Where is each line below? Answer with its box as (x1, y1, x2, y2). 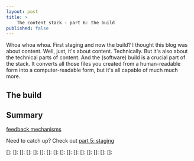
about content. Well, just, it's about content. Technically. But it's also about (6, 48, 188, 55)
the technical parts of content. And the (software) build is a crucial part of (6, 54, 186, 61)
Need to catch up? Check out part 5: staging (6, 137, 114, 144)
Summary (6, 110, 43, 120)
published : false (6, 25, 49, 31)
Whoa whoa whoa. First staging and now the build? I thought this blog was (6, 41, 188, 49)
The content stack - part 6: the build (17, 20, 115, 25)
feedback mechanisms (6, 125, 62, 133)
